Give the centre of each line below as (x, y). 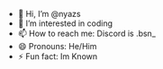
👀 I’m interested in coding (65, 23)
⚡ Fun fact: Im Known (57, 56)
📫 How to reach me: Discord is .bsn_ (86, 33)
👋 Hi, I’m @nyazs (49, 14)
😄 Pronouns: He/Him (57, 46)
